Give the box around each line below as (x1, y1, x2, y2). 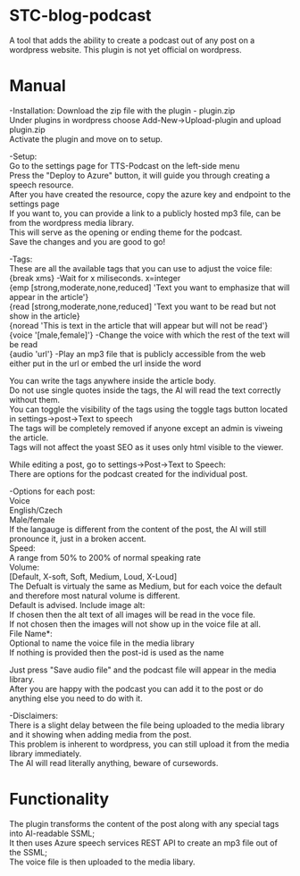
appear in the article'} (9, 291, 89, 302)
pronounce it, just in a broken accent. (9, 533, 146, 544)
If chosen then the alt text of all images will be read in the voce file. (9, 609, 256, 620)
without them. (9, 394, 61, 405)
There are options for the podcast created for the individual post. (9, 468, 248, 479)
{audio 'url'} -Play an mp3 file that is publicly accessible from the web (9, 348, 266, 359)
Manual (9, 76, 67, 96)
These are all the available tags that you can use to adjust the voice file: (9, 263, 272, 273)
